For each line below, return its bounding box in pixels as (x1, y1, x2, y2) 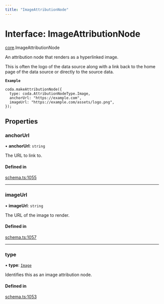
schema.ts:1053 (5, 294, 37, 300)
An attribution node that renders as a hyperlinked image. (5, 54, 119, 60)
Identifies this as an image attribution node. (5, 272, 92, 278)
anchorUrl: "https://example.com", (9, 95, 82, 101)
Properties (5, 117, 38, 126)
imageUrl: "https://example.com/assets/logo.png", (9, 100, 115, 104)
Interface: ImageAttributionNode (5, 28, 141, 39)
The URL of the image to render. (5, 212, 70, 218)
